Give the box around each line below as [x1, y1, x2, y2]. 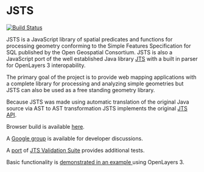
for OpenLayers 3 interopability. [6, 62, 86, 69]
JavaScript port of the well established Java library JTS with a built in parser [6, 55, 198, 62]
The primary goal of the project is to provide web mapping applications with [6, 73, 197, 81]
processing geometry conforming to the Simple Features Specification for [6, 42, 191, 49]
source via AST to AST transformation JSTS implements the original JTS [6, 104, 188, 112]
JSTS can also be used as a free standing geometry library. [6, 86, 155, 93]
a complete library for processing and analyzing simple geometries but [6, 80, 184, 87]
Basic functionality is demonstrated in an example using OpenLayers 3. [6, 158, 185, 165]
